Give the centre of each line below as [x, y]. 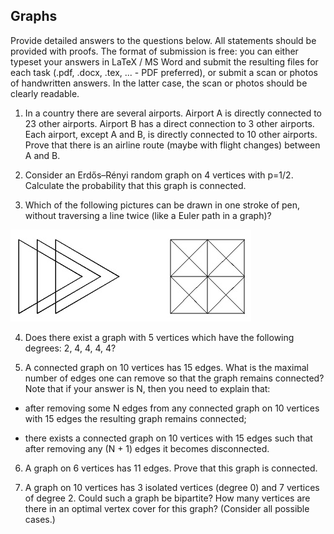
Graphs [34, 16]
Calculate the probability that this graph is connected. [135, 185]
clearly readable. [45, 93]
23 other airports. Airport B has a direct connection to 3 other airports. [169, 123]
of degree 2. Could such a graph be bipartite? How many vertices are [167, 498]
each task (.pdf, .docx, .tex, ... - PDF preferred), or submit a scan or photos [164, 72]
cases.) [40, 519]
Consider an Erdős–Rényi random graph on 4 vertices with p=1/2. [159, 175]
